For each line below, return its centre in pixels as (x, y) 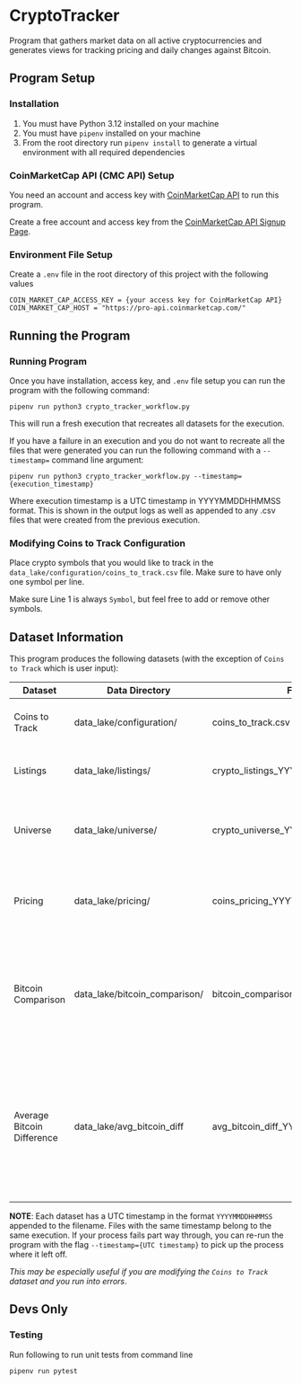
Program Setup (52, 79)
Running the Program (70, 335)
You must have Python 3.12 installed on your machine (120, 123)
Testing (26, 1335)
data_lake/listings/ (112, 771)
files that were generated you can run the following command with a (135, 450)
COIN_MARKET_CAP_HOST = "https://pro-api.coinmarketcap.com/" (128, 308)
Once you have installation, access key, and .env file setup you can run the (147, 380)
